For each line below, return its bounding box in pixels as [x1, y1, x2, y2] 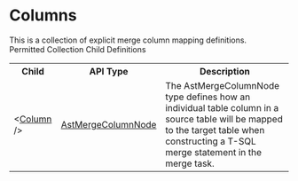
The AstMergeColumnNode [165, 79, 280, 91]
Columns [9, 5, 77, 26]
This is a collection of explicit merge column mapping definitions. [9, 35, 247, 45]
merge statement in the [165, 146, 263, 158]
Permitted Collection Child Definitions [9, 43, 146, 54]
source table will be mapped [165, 113, 284, 125]
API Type [89, 65, 129, 77]
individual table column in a [165, 101, 279, 114]
